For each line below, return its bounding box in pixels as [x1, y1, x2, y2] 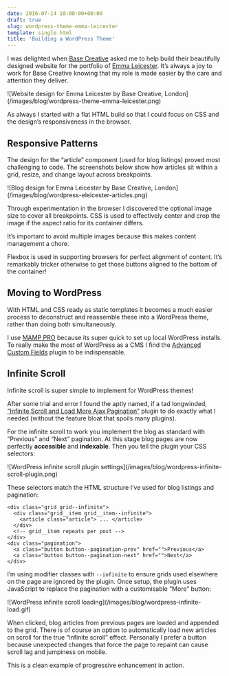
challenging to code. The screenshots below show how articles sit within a [7, 163, 218, 171]
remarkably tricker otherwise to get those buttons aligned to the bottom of [7, 260, 218, 268]
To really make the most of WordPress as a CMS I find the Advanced [7, 341, 201, 349]
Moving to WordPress [7, 287, 102, 299]
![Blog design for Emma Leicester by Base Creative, [7, 183, 153, 192]
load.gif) [7, 605, 31, 613]
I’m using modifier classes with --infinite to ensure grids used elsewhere [7, 570, 219, 578]
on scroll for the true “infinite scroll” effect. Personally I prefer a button [7, 633, 207, 641]
